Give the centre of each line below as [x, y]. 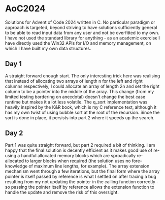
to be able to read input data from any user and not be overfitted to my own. [82, 33]
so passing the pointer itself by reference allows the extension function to [80, 187]
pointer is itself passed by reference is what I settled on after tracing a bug [81, 176]
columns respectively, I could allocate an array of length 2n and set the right [82, 86]
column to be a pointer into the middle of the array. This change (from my [80, 91]
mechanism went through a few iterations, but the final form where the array [82, 171]
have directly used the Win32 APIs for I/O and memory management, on [78, 43]
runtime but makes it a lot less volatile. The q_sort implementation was [76, 102]
